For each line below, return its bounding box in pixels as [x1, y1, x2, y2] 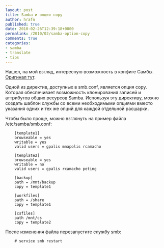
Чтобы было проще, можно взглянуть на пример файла [5, 116, 126, 122]
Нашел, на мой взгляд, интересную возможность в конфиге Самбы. [5, 69, 154, 75]
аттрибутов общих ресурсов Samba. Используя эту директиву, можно [5, 95, 159, 101]
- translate [5, 50, 31, 55]
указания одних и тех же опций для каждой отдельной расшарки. [5, 105, 149, 112]
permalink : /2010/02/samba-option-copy [5, 31, 90, 36]
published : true [5, 21, 40, 27]
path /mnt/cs [14, 215, 42, 221]
